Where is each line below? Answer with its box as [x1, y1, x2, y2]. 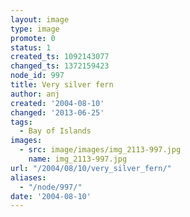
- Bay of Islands [19, 126, 92, 136]
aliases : [10, 172, 47, 183]
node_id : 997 [10, 71, 65, 81]
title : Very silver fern [10, 80, 114, 90]
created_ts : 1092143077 [10, 52, 110, 62]
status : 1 [10, 42, 52, 53]
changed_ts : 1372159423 [10, 61, 110, 71]
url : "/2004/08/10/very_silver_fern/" [10, 163, 172, 173]
